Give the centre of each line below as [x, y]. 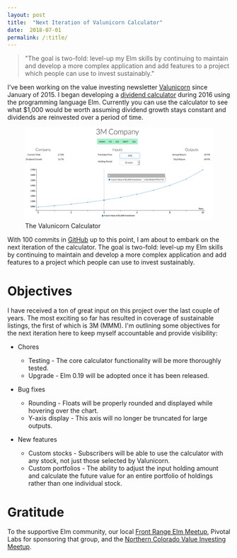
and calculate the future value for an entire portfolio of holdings [121, 476]
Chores [28, 347]
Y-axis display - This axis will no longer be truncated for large [117, 418]
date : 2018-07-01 [34, 30]
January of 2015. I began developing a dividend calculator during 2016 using [119, 95]
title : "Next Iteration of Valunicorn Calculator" [85, 22]
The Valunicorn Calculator [63, 226]
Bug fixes [31, 389]
